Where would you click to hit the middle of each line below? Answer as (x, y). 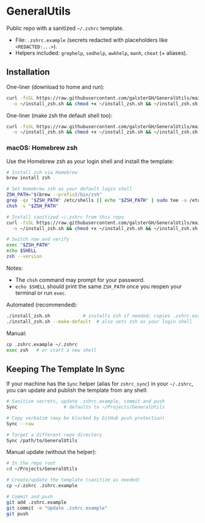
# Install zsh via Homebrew (42, 172)
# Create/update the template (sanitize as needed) (73, 480)
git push (17, 514)
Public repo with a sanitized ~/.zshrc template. (65, 28)
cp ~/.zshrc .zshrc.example (42, 486)
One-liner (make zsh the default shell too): (59, 115)
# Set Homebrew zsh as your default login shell (69, 189)
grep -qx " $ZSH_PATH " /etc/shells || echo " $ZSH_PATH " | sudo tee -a (97, 200)
